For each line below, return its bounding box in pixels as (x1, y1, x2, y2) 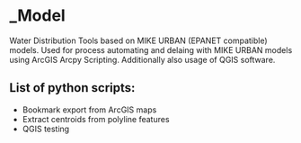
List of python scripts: (9, 80, 136, 95)
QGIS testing (22, 123, 70, 134)
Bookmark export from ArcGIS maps (22, 104, 157, 115)
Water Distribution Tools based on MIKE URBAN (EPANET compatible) (9, 35, 268, 46)
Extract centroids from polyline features (22, 113, 170, 124)
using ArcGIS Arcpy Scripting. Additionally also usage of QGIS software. (9, 54, 276, 65)
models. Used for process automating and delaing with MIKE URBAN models (9, 44, 293, 55)
